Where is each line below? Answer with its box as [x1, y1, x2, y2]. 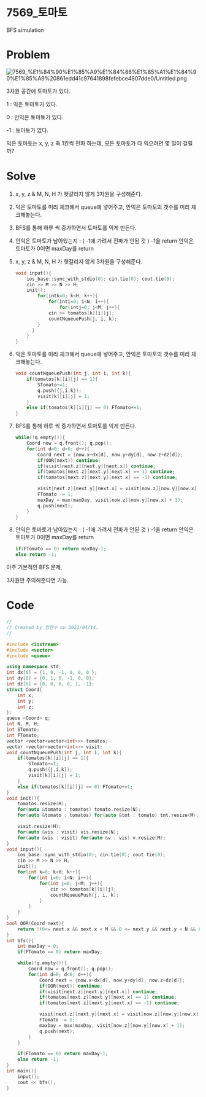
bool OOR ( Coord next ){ [6, 920, 64, 926]
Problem [6, 48, 50, 62]
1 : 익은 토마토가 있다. [6, 100, 58, 107]
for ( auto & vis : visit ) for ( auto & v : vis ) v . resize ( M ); [17, 835, 166, 841]
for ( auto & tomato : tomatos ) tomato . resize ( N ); [17, 806, 141, 813]
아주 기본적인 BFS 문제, [6, 563, 63, 571]
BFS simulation [6, 26, 44, 34]
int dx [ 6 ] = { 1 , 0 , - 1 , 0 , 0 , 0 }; [6, 670, 97, 676]
